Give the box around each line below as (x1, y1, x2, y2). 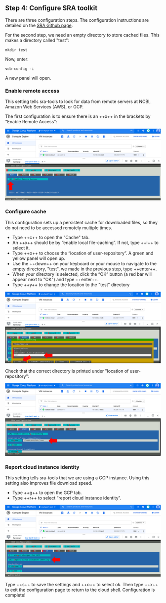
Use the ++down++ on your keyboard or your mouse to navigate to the (12, 260, 157, 266)
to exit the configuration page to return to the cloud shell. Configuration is (5, 587, 155, 593)
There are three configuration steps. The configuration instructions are (5, 17, 149, 23)
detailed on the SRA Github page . (5, 22, 73, 28)
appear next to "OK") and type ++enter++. (12, 276, 99, 282)
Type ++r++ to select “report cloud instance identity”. (12, 495, 122, 501)
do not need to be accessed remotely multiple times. (5, 225, 112, 231)
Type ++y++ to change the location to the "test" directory (12, 282, 130, 288)
